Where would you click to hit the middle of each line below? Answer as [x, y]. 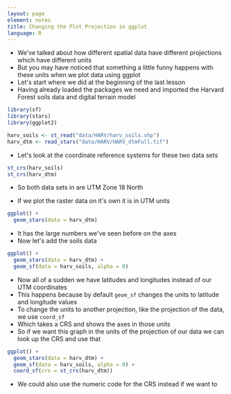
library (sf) [24, 110]
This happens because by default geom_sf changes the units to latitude [118, 294]
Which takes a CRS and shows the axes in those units [94, 324]
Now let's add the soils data [57, 241]
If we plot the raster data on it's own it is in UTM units [93, 201]
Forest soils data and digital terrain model [76, 97]
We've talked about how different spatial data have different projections [119, 53]
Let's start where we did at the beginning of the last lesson [101, 82]
